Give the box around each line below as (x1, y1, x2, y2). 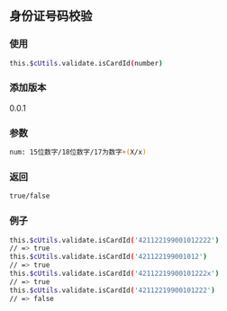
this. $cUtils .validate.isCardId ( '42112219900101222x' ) (9, 269, 220, 278)
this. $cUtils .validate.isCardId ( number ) (9, 58, 164, 67)
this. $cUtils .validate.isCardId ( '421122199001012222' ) (9, 235, 220, 244)
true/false (9, 191, 50, 200)
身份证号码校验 (9, 8, 93, 24)
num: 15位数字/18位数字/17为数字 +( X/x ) (9, 147, 147, 157)
